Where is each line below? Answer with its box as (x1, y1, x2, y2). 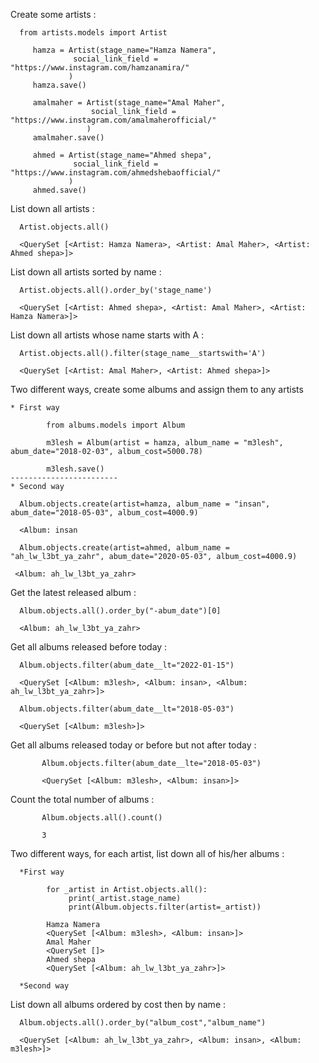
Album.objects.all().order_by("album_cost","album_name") (19, 1018, 267, 1028)
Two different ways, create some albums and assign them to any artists (10, 384, 304, 395)
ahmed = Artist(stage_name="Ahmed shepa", (32, 150, 213, 160)
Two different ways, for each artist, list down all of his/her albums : (10, 848, 285, 859)
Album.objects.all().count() (41, 813, 163, 823)
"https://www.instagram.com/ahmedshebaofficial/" (10, 168, 222, 178)
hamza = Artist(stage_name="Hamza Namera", (32, 45, 217, 55)
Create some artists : (10, 9, 97, 20)
